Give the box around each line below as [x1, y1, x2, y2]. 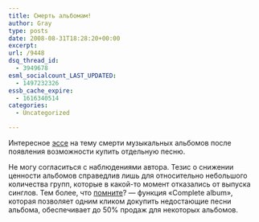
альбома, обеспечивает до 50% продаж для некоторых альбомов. [8, 205, 239, 214]
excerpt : [8, 42, 38, 50]
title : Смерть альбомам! [8, 11, 92, 20]
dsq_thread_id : [8, 57, 60, 65]
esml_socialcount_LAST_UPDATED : [8, 72, 117, 80]
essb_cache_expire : [8, 86, 74, 95]
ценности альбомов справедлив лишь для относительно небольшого [8, 171, 248, 180]
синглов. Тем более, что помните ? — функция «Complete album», [8, 188, 233, 197]
